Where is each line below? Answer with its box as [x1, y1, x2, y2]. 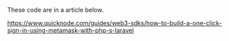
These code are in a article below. [7, 6, 104, 14]
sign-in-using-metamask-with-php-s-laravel [7, 27, 134, 34]
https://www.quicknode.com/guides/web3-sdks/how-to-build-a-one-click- [7, 19, 222, 27]
